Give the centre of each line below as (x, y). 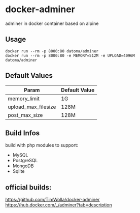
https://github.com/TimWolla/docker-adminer (52, 200)
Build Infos (23, 133)
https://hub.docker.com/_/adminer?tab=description (59, 205)
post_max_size (25, 115)
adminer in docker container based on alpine (52, 23)
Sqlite (19, 171)
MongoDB (23, 166)
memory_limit (24, 99)
